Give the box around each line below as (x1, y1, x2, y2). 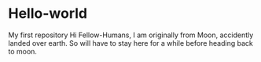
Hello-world (8, 5, 88, 22)
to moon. (8, 46, 38, 56)
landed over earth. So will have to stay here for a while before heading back (8, 38, 253, 47)
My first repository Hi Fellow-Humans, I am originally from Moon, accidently (8, 30, 254, 40)
